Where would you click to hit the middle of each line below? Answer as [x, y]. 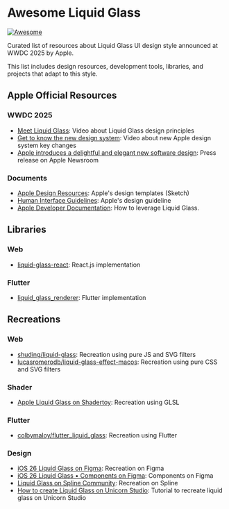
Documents [27, 178]
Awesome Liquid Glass [74, 13]
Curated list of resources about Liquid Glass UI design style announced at [113, 45]
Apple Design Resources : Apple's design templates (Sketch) [103, 193]
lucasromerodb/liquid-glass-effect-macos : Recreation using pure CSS [117, 362]
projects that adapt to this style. [53, 74]
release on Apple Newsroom [58, 160]
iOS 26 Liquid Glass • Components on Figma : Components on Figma [115, 476]
